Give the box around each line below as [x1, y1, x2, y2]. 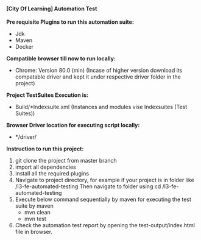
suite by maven [15, 202, 54, 210]
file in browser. [15, 228, 53, 236]
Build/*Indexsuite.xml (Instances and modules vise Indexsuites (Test [15, 104, 188, 111]
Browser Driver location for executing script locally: [6, 122, 140, 129]
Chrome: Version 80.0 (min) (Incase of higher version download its [15, 67, 183, 74]
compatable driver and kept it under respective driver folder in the [15, 73, 182, 80]
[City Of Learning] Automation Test [6, 5, 97, 12]
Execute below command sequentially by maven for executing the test [15, 196, 192, 203]
